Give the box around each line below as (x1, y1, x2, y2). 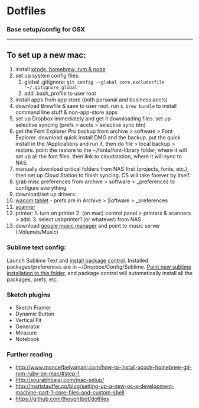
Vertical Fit (15, 316, 42, 324)
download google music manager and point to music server (15, 222, 161, 230)
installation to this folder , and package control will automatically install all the (6, 269, 193, 276)
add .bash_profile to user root (24, 90, 96, 97)
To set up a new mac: (6, 50, 86, 60)
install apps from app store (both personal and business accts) (15, 96, 168, 103)
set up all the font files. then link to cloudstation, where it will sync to (15, 153, 182, 160)
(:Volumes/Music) (15, 228, 58, 235)
